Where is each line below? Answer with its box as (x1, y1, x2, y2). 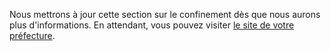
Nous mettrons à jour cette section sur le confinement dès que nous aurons (9, 9, 321, 20)
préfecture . (9, 30, 56, 41)
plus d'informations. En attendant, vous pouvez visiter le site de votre (9, 19, 295, 31)
